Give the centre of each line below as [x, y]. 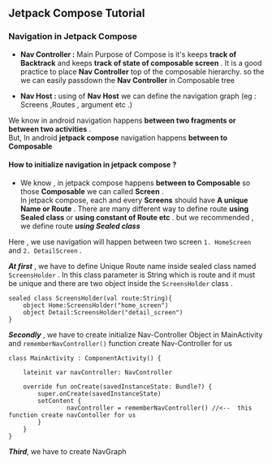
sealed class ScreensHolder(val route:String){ [91, 298]
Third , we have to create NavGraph [67, 451]
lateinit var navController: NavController [98, 372]
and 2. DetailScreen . [45, 250]
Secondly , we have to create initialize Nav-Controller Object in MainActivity [136, 334]
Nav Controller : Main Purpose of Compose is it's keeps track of [128, 54]
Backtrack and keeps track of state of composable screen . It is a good [141, 63]
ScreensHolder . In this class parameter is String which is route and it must [132, 275]
